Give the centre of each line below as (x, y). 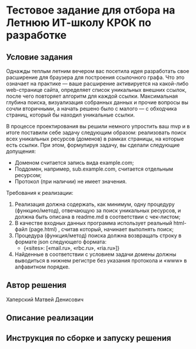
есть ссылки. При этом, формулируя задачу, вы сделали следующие (93, 145)
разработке (36, 35)
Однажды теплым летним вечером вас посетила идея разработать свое (98, 71)
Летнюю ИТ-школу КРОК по (79, 23)
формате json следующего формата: (61, 242)
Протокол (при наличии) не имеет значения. (71, 181)
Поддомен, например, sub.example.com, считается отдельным (94, 169)
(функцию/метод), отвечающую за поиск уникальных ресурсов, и (98, 210)
